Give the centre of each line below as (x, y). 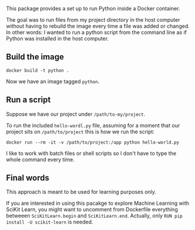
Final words (28, 178)
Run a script (28, 100)
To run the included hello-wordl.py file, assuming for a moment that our (93, 125)
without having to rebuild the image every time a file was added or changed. (98, 26)
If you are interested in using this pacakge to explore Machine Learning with (97, 203)
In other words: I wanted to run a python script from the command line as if (97, 32)
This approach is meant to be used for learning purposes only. (81, 192)
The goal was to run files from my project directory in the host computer (93, 20)
